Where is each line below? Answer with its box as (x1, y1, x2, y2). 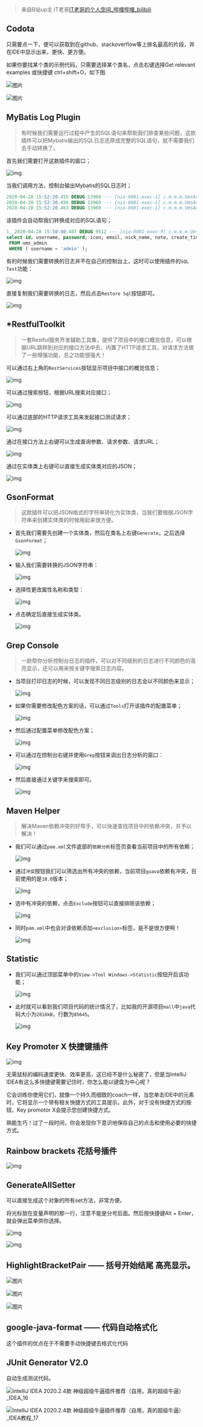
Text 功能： (6, 265, 33, 272)
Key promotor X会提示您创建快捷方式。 (16, 1106, 114, 1113)
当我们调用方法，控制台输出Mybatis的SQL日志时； (6, 182, 132, 189)
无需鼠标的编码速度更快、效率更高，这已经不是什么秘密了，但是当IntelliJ (6, 1070, 187, 1078)
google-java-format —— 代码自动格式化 (6, 1322, 158, 1333)
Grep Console (6, 640, 59, 650)
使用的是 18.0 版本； (20, 875, 69, 882)
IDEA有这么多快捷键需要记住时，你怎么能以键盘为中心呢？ (6, 1078, 151, 1086)
